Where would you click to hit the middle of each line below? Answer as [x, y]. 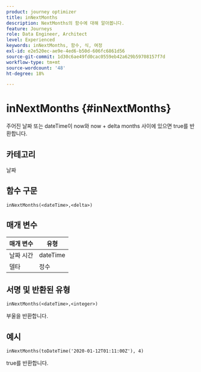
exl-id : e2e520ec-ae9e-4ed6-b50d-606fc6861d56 [66, 51]
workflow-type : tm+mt [33, 62]
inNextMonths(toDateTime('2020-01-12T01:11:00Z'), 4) [75, 351]
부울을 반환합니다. [27, 316]
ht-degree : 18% [25, 74]
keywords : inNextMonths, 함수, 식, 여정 [54, 46]
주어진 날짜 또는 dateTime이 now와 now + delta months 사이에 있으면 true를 [97, 126]
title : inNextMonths [32, 17]
